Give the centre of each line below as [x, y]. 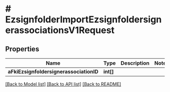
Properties [22, 49]
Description [135, 63]
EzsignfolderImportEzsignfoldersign [83, 19]
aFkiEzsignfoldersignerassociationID [53, 72]
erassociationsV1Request [60, 30]
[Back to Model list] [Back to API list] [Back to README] [63, 84]
